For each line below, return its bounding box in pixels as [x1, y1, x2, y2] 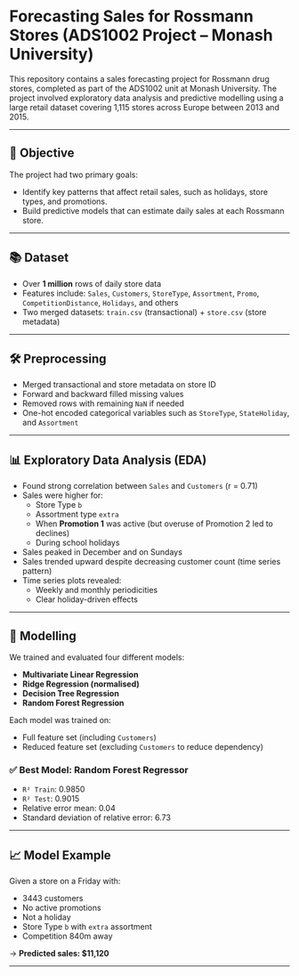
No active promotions [21, 902, 101, 914]
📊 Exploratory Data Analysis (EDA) [9, 452, 207, 468]
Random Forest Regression [21, 697, 125, 708]
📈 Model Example [9, 848, 111, 863]
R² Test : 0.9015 [21, 793, 80, 804]
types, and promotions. [21, 196, 108, 207]
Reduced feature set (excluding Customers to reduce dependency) [21, 742, 264, 752]
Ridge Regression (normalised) [21, 679, 140, 689]
